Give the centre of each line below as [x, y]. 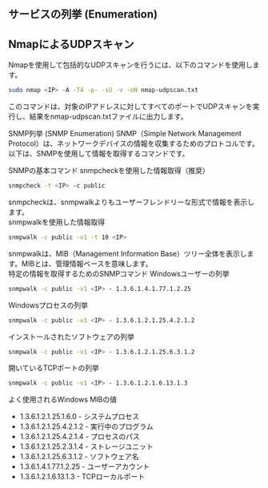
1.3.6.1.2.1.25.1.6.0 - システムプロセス [80, 417]
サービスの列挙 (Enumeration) [83, 14]
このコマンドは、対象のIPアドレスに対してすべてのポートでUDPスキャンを [131, 107]
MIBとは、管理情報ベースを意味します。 [87, 264]
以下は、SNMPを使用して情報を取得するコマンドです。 [99, 154]
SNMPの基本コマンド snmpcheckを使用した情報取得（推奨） [109, 171]
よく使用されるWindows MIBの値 [63, 400]
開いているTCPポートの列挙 [54, 368]
